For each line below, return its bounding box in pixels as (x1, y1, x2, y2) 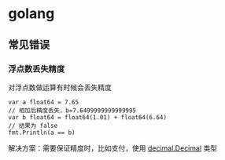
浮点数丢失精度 (8, 64, 65, 75)
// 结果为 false (8, 122, 58, 129)
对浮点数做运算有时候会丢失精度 (8, 82, 112, 92)
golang (8, 5, 55, 23)
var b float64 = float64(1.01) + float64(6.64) (8, 113, 168, 122)
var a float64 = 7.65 (8, 98, 79, 106)
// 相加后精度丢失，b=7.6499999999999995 (8, 107, 136, 115)
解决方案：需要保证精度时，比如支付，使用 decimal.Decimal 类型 (8, 143, 218, 153)
